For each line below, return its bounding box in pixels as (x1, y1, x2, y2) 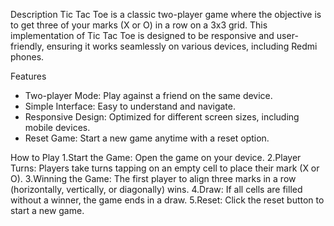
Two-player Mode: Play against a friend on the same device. (24, 90, 273, 101)
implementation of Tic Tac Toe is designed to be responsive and (10, 30, 275, 41)
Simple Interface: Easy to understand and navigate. (24, 100, 236, 112)
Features (10, 70, 47, 82)
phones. (10, 51, 45, 63)
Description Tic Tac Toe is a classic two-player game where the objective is (10, 9, 322, 20)
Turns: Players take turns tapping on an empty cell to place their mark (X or (10, 162, 320, 174)
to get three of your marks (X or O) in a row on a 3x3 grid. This (10, 19, 268, 31)
